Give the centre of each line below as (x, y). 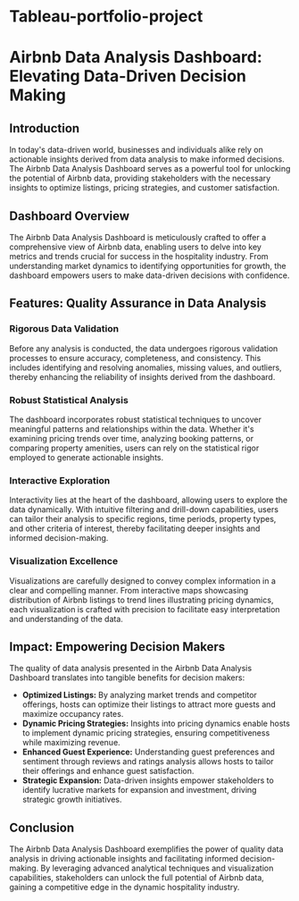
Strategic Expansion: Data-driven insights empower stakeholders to (148, 780)
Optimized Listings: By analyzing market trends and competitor (139, 695)
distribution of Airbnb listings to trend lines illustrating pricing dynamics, (141, 600)
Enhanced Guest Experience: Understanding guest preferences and (148, 752)
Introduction (45, 128)
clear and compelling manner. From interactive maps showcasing (129, 590)
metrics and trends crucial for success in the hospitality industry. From (139, 256)
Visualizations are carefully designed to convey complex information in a (143, 581)
